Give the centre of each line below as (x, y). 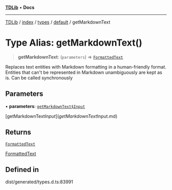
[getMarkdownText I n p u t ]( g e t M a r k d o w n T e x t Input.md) (61, 116)
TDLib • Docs (20, 7)
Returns (18, 132)
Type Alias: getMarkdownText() (74, 43)
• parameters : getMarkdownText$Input (45, 106)
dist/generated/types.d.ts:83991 (39, 182)
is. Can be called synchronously (39, 78)
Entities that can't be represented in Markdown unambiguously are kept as (84, 72)
